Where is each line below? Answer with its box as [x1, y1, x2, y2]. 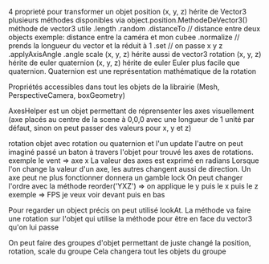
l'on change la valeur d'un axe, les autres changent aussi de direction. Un [8, 164, 251, 173]
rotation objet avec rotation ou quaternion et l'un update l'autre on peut [8, 139, 243, 148]
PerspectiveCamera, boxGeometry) [8, 91, 126, 100]
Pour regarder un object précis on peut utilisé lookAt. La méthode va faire [8, 205, 251, 215]
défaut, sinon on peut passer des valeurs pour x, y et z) [8, 124, 192, 132]
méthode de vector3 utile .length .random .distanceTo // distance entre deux [8, 24, 261, 33]
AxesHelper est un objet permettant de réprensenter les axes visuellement [8, 106, 255, 116]
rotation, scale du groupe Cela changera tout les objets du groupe [8, 246, 226, 256]
